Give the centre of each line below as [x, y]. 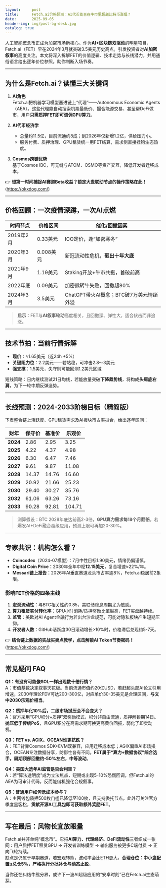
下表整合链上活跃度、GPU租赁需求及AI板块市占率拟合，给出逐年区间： [77, 420]
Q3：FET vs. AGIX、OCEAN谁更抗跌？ [45, 740]
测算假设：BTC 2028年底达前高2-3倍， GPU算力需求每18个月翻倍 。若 [88, 519]
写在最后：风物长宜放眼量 [44, 826]
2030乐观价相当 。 [28, 700]
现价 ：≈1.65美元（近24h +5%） [45, 356]
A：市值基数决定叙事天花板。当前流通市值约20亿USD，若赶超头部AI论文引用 [83, 688]
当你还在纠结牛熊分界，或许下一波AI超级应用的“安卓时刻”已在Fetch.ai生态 [80, 875]
